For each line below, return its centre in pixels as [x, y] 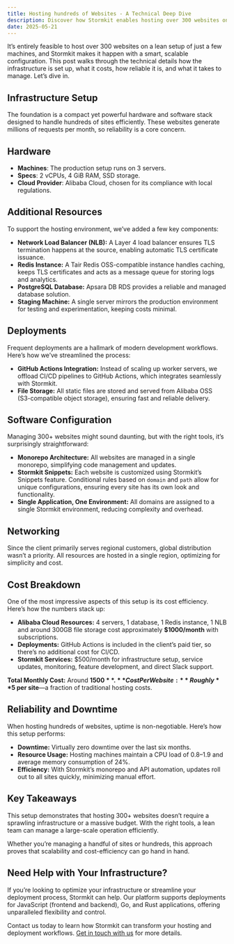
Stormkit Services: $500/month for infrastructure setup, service [110, 659]
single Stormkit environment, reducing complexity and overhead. [110, 510]
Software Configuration [60, 420]
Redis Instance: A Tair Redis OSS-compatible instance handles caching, [121, 265]
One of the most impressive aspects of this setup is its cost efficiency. [108, 601]
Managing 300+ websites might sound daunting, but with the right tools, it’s [116, 436]
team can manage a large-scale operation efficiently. [83, 830]
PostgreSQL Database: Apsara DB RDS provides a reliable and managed [122, 287]
